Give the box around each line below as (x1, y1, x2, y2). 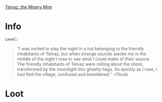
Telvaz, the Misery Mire (5, 4, 53, 10)
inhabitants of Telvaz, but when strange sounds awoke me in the (17, 51, 147, 57)
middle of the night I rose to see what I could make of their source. (17, 56, 151, 62)
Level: (5, 37, 18, 42)
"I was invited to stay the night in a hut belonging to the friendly (17, 45, 144, 51)
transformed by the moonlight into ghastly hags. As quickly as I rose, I (17, 66, 157, 72)
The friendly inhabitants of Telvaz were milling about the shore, (17, 61, 144, 67)
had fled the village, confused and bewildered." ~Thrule (17, 71, 129, 77)
